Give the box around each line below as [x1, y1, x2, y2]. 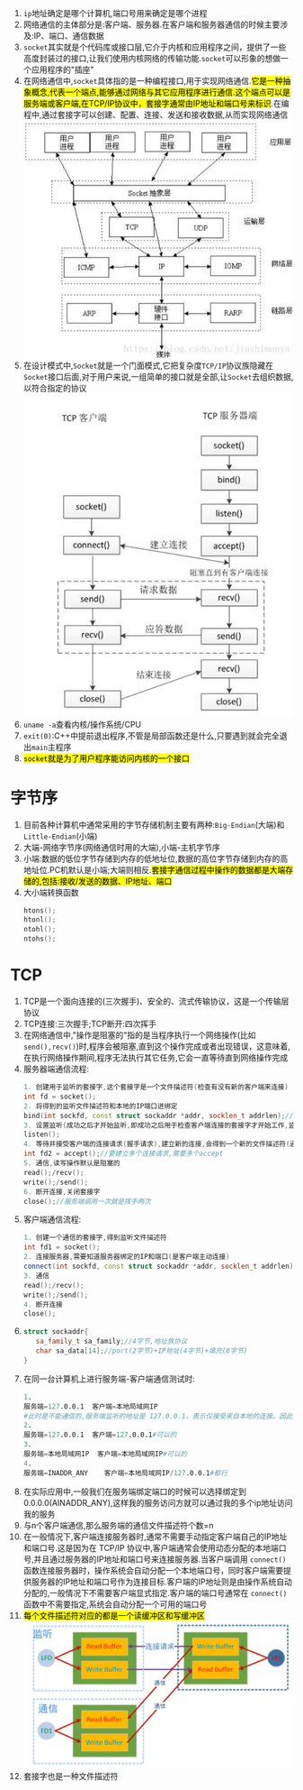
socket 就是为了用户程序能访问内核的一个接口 [22, 752, 190, 764]
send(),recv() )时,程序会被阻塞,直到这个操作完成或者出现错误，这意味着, [22, 1041, 291, 1051]
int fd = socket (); [22, 1092, 97, 1101]
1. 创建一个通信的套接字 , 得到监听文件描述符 [22, 1234, 167, 1243]
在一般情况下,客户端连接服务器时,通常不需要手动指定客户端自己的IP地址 [22, 1531, 288, 1542]
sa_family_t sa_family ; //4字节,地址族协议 [35, 1337, 188, 1346]
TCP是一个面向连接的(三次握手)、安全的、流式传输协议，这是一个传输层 [22, 996, 290, 1006]
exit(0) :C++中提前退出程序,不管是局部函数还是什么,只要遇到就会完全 [22, 730, 280, 741]
